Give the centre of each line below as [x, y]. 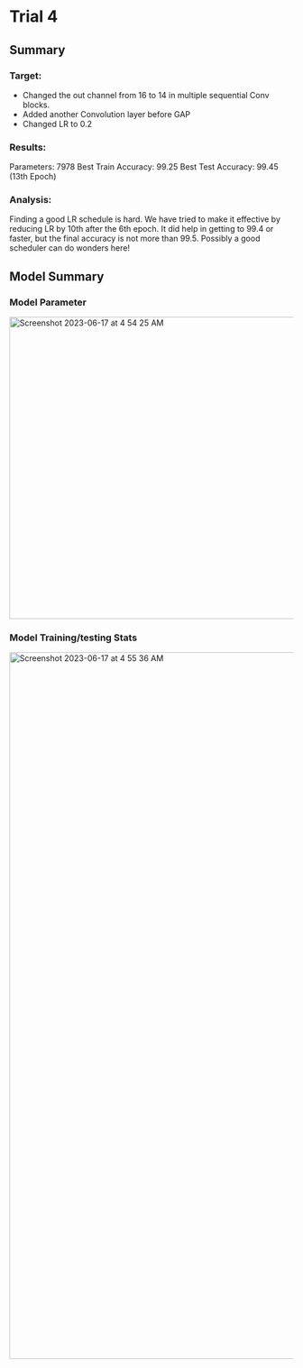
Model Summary [57, 276]
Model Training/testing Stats [73, 638]
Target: [26, 76]
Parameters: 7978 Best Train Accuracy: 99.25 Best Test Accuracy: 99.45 [144, 167]
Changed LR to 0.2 [57, 124]
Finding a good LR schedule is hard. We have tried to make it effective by [145, 219]
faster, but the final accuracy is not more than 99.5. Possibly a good [135, 239]
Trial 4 [34, 17]
